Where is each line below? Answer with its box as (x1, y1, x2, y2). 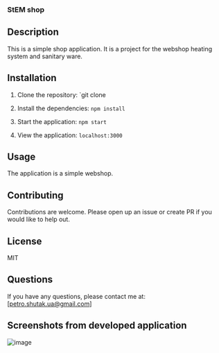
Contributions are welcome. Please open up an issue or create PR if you (7, 208, 213, 216)
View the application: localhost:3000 (17, 130, 123, 139)
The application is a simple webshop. (7, 169, 114, 178)
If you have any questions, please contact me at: (7, 292, 146, 300)
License (7, 235, 42, 247)
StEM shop (7, 5, 45, 15)
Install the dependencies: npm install (17, 104, 125, 112)
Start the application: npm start (17, 117, 107, 126)
